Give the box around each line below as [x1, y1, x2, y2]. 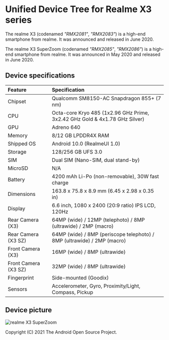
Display [8, 205, 26, 212]
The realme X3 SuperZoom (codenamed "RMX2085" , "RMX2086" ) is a [5, 46, 152, 52]
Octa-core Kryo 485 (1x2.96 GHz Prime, [52, 109, 149, 116]
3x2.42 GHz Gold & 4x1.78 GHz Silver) [52, 115, 145, 122]
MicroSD [8, 165, 29, 172]
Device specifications [5, 72, 75, 80]
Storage [8, 148, 27, 155]
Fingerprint [8, 274, 34, 281]
